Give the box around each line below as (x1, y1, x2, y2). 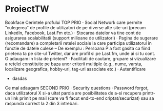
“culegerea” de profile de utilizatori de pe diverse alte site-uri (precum (5, 24, 146, 30)
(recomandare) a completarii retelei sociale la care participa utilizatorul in (5, 40, 152, 46)
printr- (142, 90, 155, 96)
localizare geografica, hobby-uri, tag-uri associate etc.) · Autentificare (5, 66, 146, 72)
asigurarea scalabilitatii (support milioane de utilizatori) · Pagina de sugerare (5, 35, 158, 41)
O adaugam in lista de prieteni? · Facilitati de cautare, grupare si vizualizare (5, 55, 156, 61)
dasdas (12, 75, 27, 81)
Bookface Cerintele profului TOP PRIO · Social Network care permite (5, 19, 143, 25)
